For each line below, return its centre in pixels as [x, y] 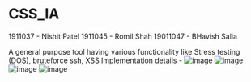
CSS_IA [34, 14]
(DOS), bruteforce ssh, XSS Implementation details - [96, 60]
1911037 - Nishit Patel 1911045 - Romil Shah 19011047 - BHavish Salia [123, 36]
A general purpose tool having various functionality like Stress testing [124, 51]
